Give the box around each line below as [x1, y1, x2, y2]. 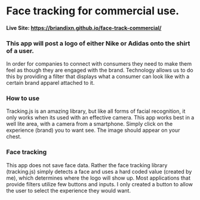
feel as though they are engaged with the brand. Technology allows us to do [6, 67, 193, 74]
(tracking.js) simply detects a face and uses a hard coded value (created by [6, 168, 192, 175]
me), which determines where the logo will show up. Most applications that [6, 174, 191, 181]
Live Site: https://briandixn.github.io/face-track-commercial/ [6, 24, 162, 31]
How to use [6, 94, 40, 102]
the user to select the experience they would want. [6, 187, 131, 194]
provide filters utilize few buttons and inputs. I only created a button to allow [6, 180, 193, 187]
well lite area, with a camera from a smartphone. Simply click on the [6, 121, 173, 128]
